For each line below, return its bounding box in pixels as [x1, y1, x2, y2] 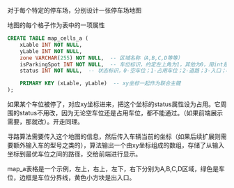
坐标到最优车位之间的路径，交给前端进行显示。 [7, 150, 141, 158]
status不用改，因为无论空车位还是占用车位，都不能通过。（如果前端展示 [19, 109, 224, 117]
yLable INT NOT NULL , [19, 48, 82, 55]
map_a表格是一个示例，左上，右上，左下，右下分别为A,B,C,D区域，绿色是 [7, 165, 219, 173]
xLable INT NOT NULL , [19, 41, 82, 48]
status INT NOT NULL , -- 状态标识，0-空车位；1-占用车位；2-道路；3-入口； [19, 67, 226, 75]
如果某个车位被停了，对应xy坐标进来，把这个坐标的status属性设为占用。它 [7, 100, 221, 108]
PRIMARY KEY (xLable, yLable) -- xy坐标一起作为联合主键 [19, 80, 181, 87]
